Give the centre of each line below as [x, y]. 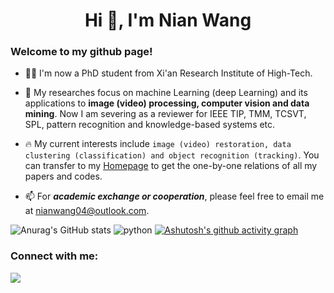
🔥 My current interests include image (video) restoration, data [158, 144]
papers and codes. [63, 176]
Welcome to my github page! [81, 52]
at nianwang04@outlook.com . [87, 211]
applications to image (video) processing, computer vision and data [167, 103]
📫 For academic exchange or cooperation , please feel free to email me [174, 196]
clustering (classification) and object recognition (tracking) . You [172, 155]
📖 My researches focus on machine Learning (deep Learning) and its [166, 93]
